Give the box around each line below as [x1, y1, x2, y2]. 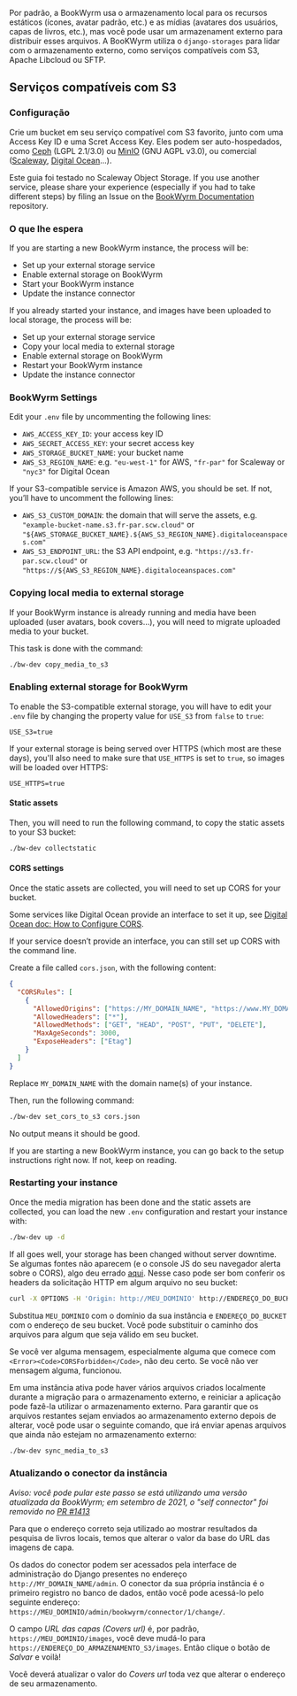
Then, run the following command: [9, 1095, 134, 1106]
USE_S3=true [9, 728, 53, 736]
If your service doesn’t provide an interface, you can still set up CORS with [9, 936, 280, 946]
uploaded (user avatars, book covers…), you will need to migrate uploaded [9, 616, 281, 627]
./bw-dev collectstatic [9, 844, 97, 852]
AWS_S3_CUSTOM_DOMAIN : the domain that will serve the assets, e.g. [21, 510, 258, 520]
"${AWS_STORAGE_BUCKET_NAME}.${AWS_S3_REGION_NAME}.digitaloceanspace [21, 530, 288, 539]
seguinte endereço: [9, 1597, 80, 1607]
